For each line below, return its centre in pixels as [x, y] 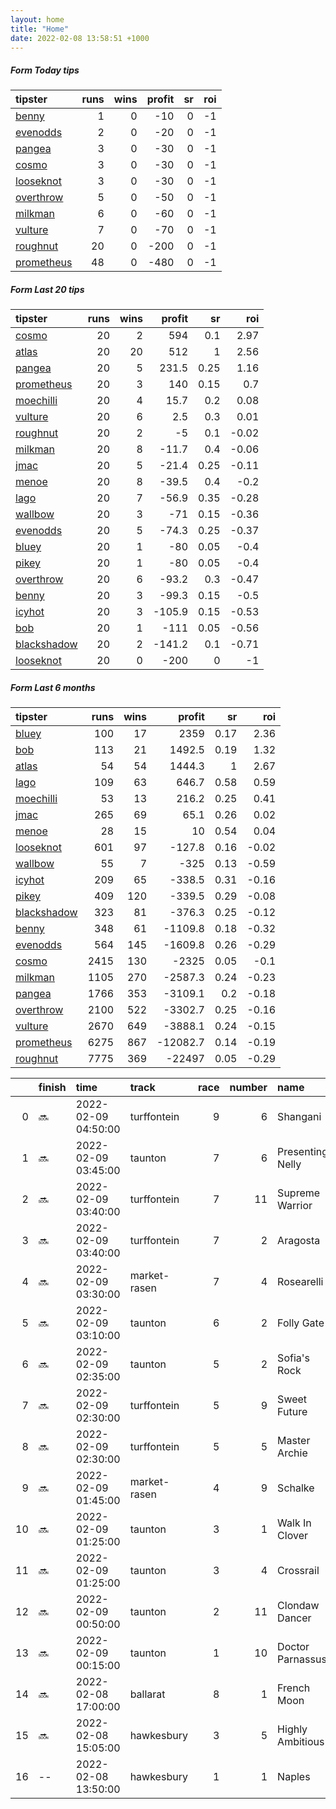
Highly [292, 1729]
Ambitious [301, 1742]
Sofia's [293, 1358]
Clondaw [298, 1606]
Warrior [295, 1206]
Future [292, 1412]
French [294, 1688]
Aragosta [299, 1241]
